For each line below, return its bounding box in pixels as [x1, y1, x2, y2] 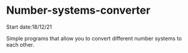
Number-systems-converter [6, 4, 151, 17]
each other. [6, 41, 35, 48]
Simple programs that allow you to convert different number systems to [6, 35, 182, 42]
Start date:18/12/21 [6, 23, 52, 30]
